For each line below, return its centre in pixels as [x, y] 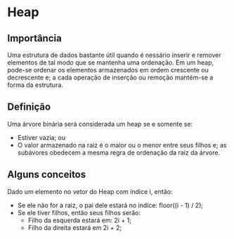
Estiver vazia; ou [41, 137]
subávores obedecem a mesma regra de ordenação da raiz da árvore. [118, 153]
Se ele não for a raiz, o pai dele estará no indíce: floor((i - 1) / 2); [110, 205]
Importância [34, 38]
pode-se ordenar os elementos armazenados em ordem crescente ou [108, 70]
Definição [29, 107]
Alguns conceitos [47, 175]
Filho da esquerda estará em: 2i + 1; [80, 220]
